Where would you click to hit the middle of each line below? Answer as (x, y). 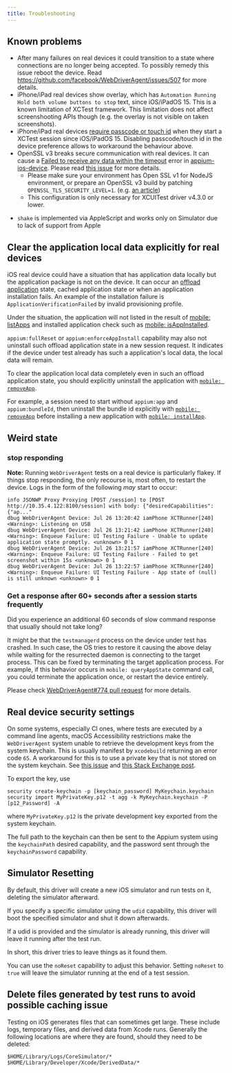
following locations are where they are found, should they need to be (105, 1036)
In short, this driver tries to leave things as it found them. (87, 952)
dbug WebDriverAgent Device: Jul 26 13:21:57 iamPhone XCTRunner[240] (110, 548)
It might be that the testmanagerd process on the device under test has (107, 640)
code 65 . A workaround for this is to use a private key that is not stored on (112, 758)
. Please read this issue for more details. (104, 168)
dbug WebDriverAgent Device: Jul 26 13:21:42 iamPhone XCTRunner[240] (110, 530)
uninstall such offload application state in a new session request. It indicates (115, 345)
